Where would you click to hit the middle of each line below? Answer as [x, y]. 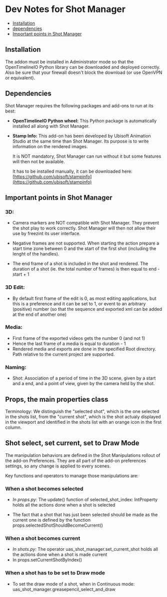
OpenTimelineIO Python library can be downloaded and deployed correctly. [83, 67]
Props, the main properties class [57, 399]
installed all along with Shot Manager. [51, 126]
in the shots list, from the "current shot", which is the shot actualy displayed [83, 416]
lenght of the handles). [36, 254]
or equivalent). [20, 78]
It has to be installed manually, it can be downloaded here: [72, 171]
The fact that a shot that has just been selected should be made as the [85, 515]
